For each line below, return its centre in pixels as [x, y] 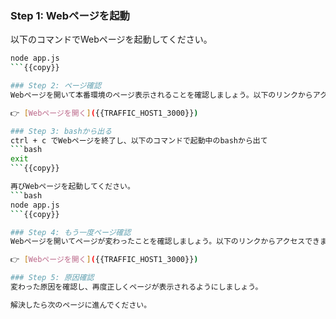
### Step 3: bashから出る [61, 131]
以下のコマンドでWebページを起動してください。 [111, 39]
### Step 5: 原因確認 [52, 278]
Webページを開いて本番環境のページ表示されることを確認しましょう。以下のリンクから [161, 95]
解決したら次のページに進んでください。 [81, 305]
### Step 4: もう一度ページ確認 [71, 232]
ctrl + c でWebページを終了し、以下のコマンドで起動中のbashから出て [139, 140]
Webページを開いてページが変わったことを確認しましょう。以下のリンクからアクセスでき [165, 242]
